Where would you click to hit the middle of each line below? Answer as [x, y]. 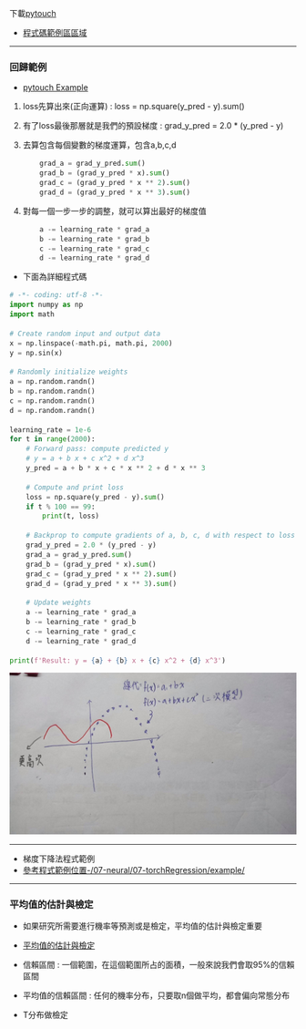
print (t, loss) [71, 516]
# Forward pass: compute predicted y [97, 449]
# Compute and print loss [75, 487]
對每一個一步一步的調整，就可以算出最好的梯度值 [114, 211]
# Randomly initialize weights [69, 372]
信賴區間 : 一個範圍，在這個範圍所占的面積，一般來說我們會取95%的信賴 [158, 965]
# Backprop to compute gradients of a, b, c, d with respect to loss [161, 536]
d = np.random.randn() [52, 410]
